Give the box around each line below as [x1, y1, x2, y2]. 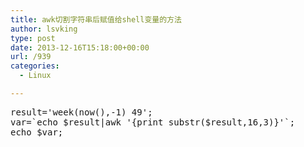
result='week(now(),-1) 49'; [10, 106, 153, 118]
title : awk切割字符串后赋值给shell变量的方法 [10, 14, 182, 25]
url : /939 [10, 52, 52, 62]
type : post [10, 33, 56, 43]
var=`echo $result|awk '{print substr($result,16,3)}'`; [10, 116, 296, 128]
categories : [10, 61, 60, 71]
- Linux [19, 71, 52, 81]
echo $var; [10, 126, 64, 138]
